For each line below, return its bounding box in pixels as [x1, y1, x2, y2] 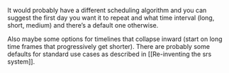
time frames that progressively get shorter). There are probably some [7, 43, 211, 50]
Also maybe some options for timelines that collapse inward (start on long [7, 35, 223, 43]
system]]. [7, 57, 35, 66]
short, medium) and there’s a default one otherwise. [7, 21, 159, 29]
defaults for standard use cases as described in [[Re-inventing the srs [7, 50, 212, 58]
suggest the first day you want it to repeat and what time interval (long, [7, 13, 215, 22]
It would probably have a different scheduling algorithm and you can [7, 6, 207, 14]
